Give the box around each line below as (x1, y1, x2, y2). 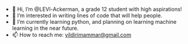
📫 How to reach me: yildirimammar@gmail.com (11, 32, 132, 38)
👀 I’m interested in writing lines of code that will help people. (11, 12, 163, 19)
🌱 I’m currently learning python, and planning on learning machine (11, 18, 177, 25)
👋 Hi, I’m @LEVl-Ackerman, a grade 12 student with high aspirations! (11, 6, 183, 12)
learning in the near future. (11, 24, 79, 32)
